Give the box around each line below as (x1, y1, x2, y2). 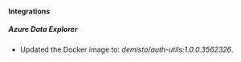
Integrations (8, 6, 51, 16)
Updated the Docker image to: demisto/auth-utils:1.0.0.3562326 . (19, 45, 235, 54)
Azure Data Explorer (8, 25, 78, 34)
